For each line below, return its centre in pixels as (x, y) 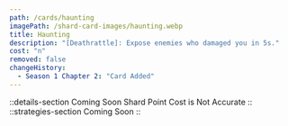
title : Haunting (40, 34)
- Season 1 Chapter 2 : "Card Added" (86, 76)
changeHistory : (38, 68)
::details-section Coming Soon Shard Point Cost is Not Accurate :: (131, 102)
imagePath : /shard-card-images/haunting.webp (96, 26)
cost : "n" (28, 51)
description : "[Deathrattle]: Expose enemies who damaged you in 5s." (144, 43)
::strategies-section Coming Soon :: (75, 111)
